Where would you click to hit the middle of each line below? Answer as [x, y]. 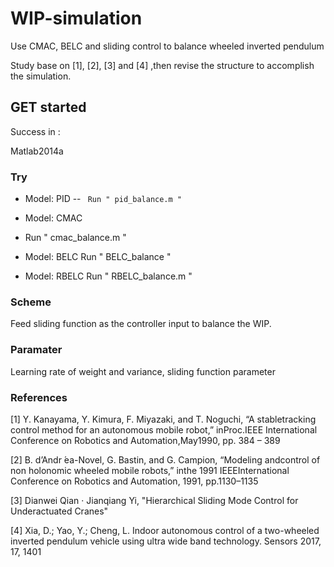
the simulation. [41, 76]
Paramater [36, 350]
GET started [48, 107]
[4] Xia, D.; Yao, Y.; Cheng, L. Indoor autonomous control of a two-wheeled [165, 530]
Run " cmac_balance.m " [75, 238]
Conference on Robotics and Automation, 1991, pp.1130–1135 [134, 481]
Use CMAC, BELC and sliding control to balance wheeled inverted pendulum [167, 46]
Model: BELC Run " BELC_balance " [98, 257]
